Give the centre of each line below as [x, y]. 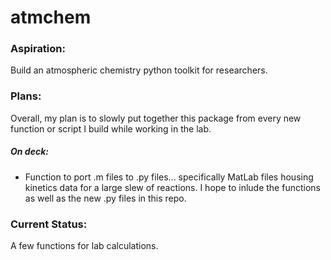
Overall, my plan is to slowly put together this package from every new [156, 118]
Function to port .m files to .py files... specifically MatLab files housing [169, 177]
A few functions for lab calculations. [84, 246]
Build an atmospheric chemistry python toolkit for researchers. [139, 70]
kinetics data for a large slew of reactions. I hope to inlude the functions [172, 187]
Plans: [26, 96]
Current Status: [49, 224]
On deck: [29, 152]
